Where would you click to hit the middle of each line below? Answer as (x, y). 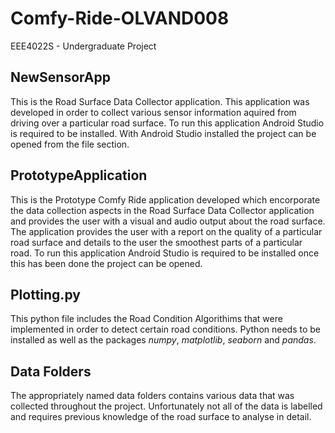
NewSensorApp (60, 77)
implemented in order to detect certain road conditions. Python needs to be (166, 329)
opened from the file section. (70, 144)
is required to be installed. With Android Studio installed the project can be (163, 133)
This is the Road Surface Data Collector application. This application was (160, 101)
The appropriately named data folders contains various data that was (152, 396)
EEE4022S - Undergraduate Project (83, 46)
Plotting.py (45, 294)
